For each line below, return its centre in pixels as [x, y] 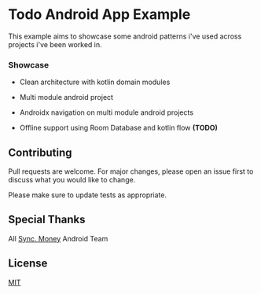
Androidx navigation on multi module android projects [107, 112]
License [28, 264]
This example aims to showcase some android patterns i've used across [125, 36]
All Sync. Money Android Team [58, 238]
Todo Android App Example [99, 15]
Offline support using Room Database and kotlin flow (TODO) [119, 128]
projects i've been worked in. [55, 44]
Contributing [40, 152]
